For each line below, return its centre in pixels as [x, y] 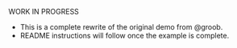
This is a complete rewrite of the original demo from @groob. [121, 27]
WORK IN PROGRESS [44, 12]
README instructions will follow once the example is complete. [125, 36]
